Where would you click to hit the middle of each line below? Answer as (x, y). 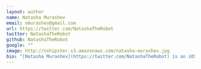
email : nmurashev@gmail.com (41, 23)
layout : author (25, 12)
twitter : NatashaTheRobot (38, 34)
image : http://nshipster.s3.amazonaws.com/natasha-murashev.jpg (88, 51)
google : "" (20, 46)
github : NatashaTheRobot (37, 40)
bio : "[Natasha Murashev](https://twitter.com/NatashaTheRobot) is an (96, 56)
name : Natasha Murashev (36, 17)
